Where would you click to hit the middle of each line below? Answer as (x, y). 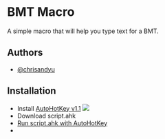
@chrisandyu (36, 69)
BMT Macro (41, 12)
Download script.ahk (46, 116)
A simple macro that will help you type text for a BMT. (83, 31)
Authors (25, 53)
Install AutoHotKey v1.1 (49, 108)
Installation (32, 91)
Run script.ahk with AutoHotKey (62, 123)
